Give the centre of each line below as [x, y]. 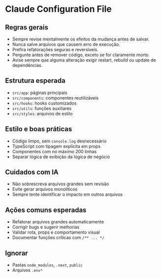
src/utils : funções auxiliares [42, 108]
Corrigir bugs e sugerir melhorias [46, 227]
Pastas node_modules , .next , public [47, 265]
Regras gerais [27, 27]
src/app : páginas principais [40, 93]
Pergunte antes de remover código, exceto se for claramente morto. [81, 55]
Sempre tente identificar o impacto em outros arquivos [67, 194]
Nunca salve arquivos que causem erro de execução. [66, 44]
